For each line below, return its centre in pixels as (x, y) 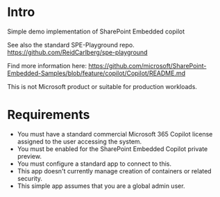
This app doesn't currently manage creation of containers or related (114, 171)
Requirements (49, 115)
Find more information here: (47, 65)
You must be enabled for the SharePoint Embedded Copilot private (112, 149)
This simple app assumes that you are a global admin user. (101, 186)
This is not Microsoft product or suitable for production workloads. (102, 86)
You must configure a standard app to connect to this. (94, 164)
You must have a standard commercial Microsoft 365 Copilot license (115, 134)
